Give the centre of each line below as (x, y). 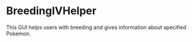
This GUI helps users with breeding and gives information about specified (96, 27)
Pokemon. (18, 33)
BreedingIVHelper (51, 11)
